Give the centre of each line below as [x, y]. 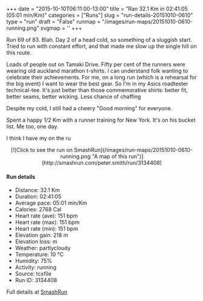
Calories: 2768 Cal [38, 210]
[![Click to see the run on [42, 150]
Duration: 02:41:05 [38, 197]
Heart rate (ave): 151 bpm [46, 216]
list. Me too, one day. [32, 126]
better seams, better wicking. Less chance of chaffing [74, 97]
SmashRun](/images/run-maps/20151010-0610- [133, 150]
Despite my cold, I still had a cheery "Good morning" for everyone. [89, 108]
